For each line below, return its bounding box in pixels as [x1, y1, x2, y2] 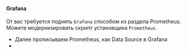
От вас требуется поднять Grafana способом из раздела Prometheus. [6, 18, 182, 25]
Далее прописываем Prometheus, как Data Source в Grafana [14, 36, 168, 43]
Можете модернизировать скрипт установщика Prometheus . [6, 24, 157, 32]
